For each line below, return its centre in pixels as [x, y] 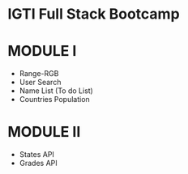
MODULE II [44, 132]
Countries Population [54, 100]
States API [36, 155]
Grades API [38, 163]
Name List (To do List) [56, 91]
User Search [40, 83]
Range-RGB [39, 74]
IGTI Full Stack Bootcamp [94, 14]
